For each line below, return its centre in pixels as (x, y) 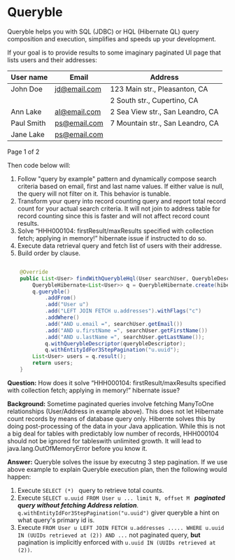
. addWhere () (62, 318)
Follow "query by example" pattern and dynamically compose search (117, 178)
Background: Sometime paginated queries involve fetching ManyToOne (111, 403)
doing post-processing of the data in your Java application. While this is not (116, 426)
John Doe (27, 89)
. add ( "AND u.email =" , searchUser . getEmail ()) (114, 324)
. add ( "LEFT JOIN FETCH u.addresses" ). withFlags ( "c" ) (123, 311)
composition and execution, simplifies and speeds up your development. (112, 38)
